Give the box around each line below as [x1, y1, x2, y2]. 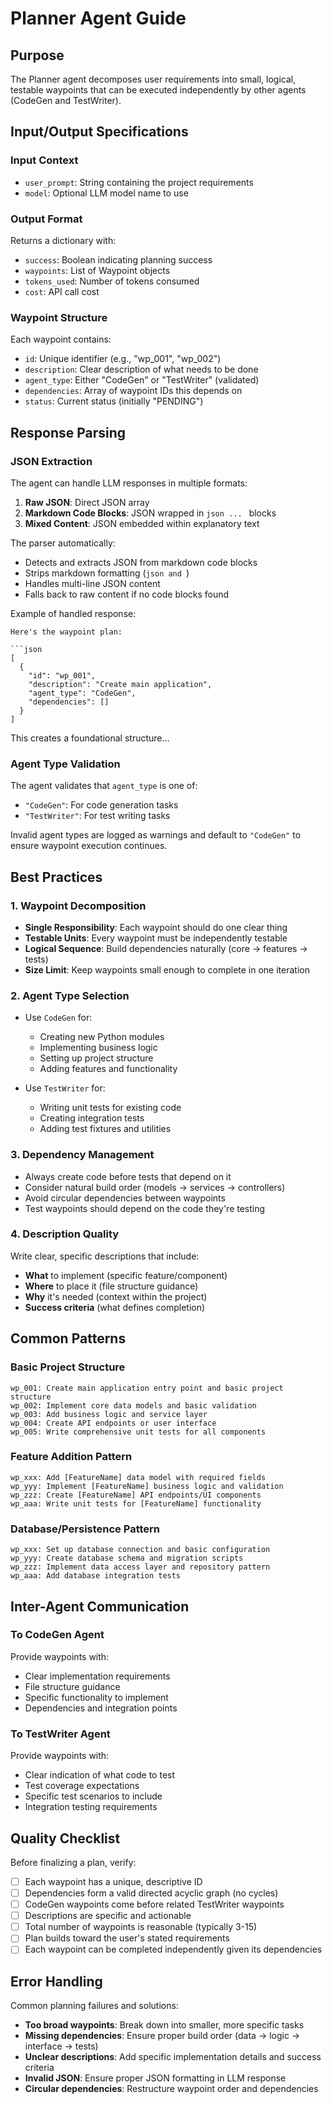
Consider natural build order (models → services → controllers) [24, 1181, 286, 1193]
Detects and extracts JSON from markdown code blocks [24, 556, 258, 568]
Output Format [10, 212, 83, 226]
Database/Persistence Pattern [10, 1522, 160, 1536]
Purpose [10, 47, 65, 64]
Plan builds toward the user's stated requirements [24, 1932, 230, 1944]
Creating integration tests [39, 1112, 145, 1124]
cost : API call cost [24, 285, 100, 297]
